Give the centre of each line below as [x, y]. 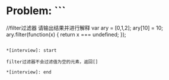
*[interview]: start [32, 50]
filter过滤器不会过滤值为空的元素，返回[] [52, 62]
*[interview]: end [29, 72]
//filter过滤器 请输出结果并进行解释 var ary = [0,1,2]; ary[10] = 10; [85, 28]
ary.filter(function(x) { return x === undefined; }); [66, 34]
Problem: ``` [36, 11]
